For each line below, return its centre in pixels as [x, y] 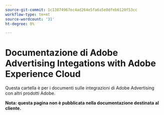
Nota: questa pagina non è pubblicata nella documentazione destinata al [82, 103]
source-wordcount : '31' [30, 19]
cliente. [13, 108]
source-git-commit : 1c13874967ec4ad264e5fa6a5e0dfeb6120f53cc [71, 10]
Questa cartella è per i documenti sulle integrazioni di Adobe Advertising [80, 88]
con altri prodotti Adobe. [30, 93]
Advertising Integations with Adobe [80, 63]
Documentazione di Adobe [62, 53]
